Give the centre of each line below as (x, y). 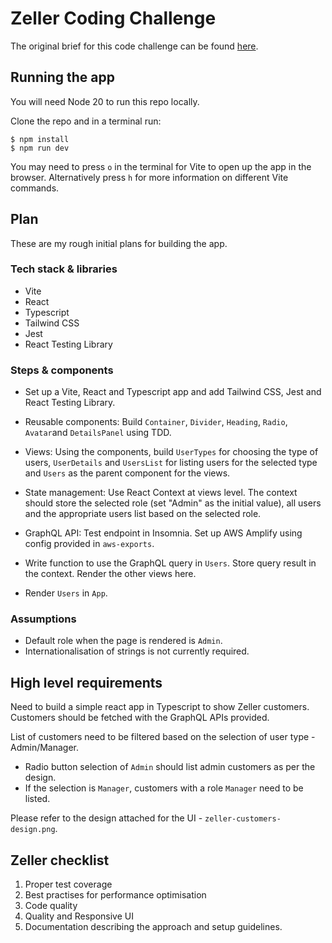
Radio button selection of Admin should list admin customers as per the (170, 767)
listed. (37, 799)
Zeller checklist (60, 860)
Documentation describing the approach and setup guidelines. (153, 927)
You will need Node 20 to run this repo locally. (105, 101)
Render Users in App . (66, 593)
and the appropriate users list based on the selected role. (143, 514)
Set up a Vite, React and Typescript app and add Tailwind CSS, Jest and (173, 392)
